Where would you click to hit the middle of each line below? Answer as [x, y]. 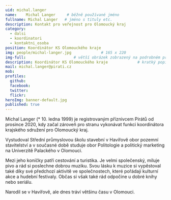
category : [16, 29]
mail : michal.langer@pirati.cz [38, 67]
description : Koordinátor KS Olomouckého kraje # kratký [81, 62]
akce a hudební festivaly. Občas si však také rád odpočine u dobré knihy [81, 177]
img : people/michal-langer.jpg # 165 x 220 [66, 52]
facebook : [20, 85]
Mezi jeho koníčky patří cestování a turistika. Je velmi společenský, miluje [82, 160]
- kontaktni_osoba [30, 43]
